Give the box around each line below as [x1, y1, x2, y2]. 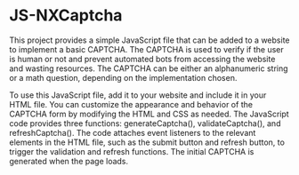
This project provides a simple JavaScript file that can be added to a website [9, 35, 290, 45]
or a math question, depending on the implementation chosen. [9, 72, 238, 83]
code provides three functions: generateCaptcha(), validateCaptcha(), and [9, 117, 281, 129]
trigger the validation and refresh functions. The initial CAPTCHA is [9, 146, 255, 156]
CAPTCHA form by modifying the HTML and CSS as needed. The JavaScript [9, 108, 289, 119]
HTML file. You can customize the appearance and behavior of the [9, 99, 254, 109]
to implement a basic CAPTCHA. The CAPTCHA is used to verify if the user [9, 44, 285, 54]
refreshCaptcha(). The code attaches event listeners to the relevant [9, 127, 256, 138]
